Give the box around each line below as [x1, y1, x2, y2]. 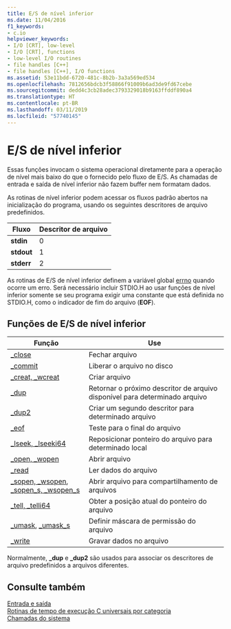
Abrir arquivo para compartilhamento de [88, 477, 218, 486]
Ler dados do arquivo [88, 466, 158, 475]
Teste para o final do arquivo [88, 423, 181, 433]
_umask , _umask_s [10, 521, 71, 530]
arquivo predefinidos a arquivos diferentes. [7, 561, 129, 570]
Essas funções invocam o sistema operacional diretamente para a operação [7, 165, 222, 173]
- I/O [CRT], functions [7, 49, 76, 56]
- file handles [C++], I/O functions [7, 68, 115, 74]
